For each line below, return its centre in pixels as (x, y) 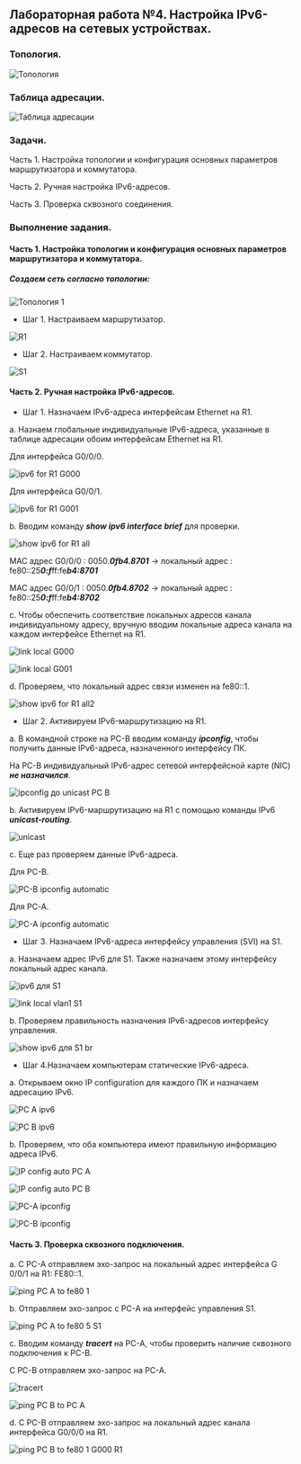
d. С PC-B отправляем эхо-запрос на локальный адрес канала (130, 1423)
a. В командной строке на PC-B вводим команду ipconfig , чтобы (134, 738)
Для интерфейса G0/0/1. (56, 491)
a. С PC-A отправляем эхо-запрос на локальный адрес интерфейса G (143, 1264)
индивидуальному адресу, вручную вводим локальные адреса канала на (151, 624)
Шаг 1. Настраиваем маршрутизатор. (94, 319)
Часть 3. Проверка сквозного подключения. (97, 1244)
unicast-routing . (40, 819)
